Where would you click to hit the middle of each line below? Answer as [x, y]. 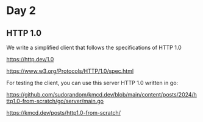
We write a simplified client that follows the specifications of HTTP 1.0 [94, 47]
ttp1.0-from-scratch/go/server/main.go [55, 101]
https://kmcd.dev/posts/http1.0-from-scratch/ [63, 113]
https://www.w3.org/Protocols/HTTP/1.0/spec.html [70, 71]
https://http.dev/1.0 [30, 59]
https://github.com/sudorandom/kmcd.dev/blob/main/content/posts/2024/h [101, 94]
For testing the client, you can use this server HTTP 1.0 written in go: [92, 83]
